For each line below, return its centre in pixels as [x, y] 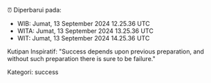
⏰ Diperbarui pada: [35, 10]
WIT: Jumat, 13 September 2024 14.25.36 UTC [83, 38]
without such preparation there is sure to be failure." [81, 59]
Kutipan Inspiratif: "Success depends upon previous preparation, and [105, 51]
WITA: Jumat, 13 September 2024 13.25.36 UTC [85, 31]
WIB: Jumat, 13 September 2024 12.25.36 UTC [83, 24]
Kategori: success [33, 72]
